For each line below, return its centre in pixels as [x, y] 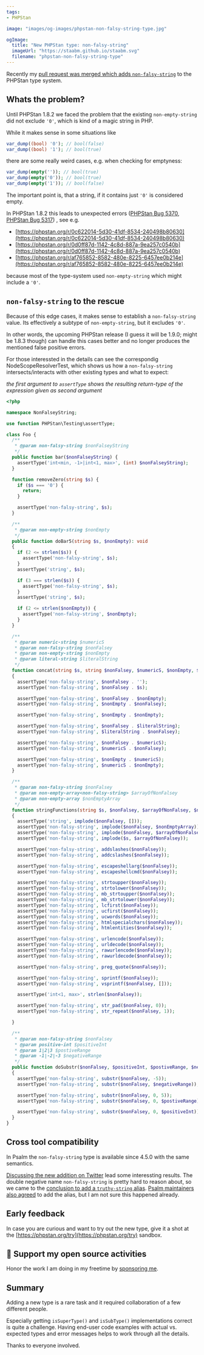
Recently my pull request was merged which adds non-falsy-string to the [99, 74]
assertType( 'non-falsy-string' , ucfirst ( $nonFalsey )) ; [88, 911]
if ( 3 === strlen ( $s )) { [49, 580]
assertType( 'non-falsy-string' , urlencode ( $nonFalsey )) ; [91, 939]
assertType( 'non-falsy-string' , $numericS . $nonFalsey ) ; [92, 748]
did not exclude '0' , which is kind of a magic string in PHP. [80, 121]
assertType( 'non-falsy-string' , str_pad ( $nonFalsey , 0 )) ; [92, 1006]
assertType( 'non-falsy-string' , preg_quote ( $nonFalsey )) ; [92, 967]
